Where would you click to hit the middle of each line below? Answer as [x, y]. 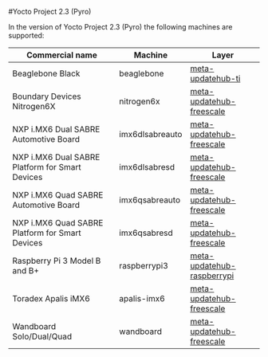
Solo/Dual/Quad [42, 336]
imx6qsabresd [146, 233]
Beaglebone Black [46, 73]
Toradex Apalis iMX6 [51, 298]
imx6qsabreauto [150, 200]
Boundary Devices [47, 96]
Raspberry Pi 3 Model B [57, 261]
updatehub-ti [215, 78]
